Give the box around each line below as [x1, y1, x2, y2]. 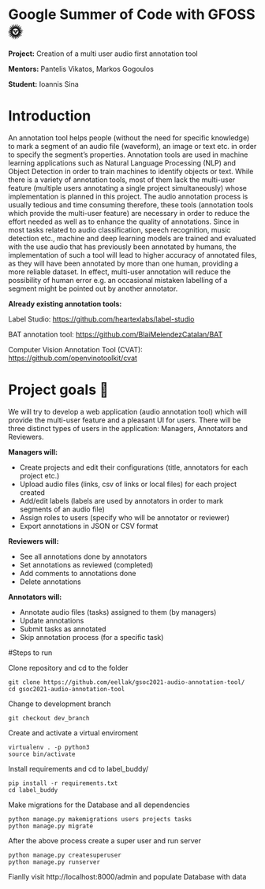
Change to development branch [8, 699, 112, 709]
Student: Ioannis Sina [8, 79, 79, 88]
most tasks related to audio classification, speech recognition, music [8, 225, 231, 234]
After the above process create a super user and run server [8, 835, 201, 845]
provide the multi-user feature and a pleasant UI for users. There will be [8, 415, 241, 425]
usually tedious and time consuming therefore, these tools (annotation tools [8, 199, 254, 210]
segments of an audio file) [19, 504, 105, 514]
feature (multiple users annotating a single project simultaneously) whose [8, 183, 247, 192]
